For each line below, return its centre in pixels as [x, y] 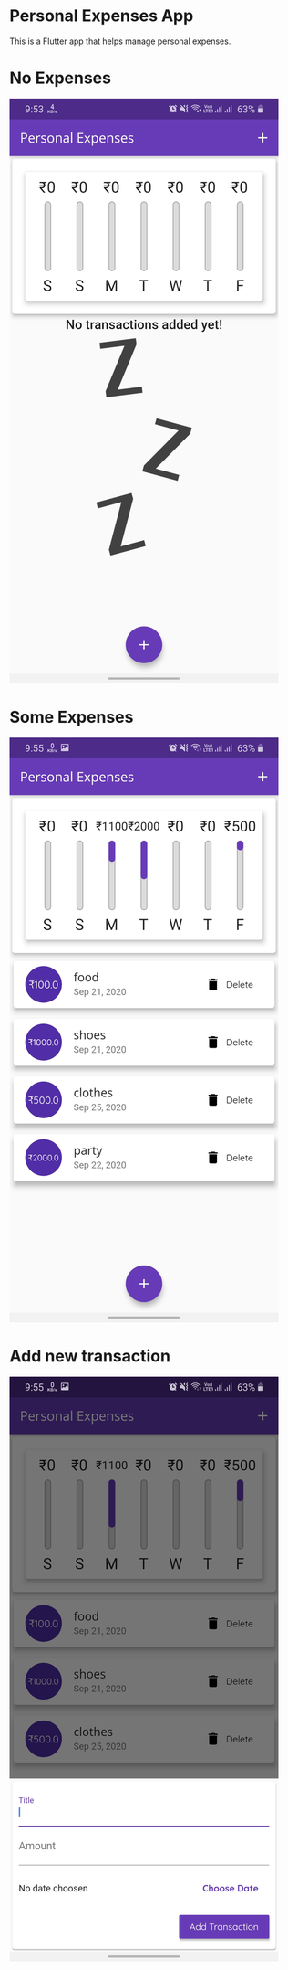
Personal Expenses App [102, 16]
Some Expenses [72, 717]
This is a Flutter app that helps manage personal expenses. [120, 41]
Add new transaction [90, 1356]
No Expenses [61, 78]
